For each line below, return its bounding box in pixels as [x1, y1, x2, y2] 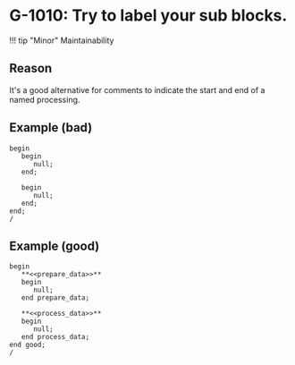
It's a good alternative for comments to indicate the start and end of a [9, 84, 265, 95]
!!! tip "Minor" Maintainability [9, 35, 114, 46]
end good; [9, 341, 46, 350]
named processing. [9, 94, 80, 105]
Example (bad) [9, 120, 93, 135]
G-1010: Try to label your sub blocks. [9, 5, 288, 26]
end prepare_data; [21, 293, 90, 302]
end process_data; [21, 333, 90, 342]
